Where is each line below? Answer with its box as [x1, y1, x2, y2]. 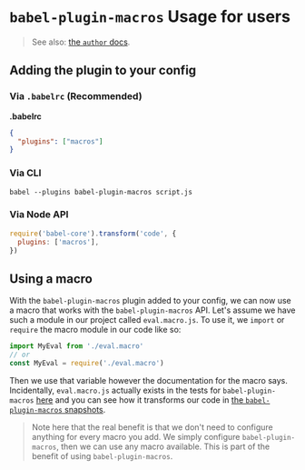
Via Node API [9, 208, 69, 221]
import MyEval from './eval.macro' [9, 342, 144, 351]
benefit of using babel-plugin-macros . [31, 450, 173, 461]
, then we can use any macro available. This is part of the [55, 441, 271, 452]
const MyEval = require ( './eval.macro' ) [9, 359, 165, 368]
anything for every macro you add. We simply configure [31, 431, 241, 442]
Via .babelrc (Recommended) [9, 90, 143, 103]
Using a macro [9, 271, 93, 286]
